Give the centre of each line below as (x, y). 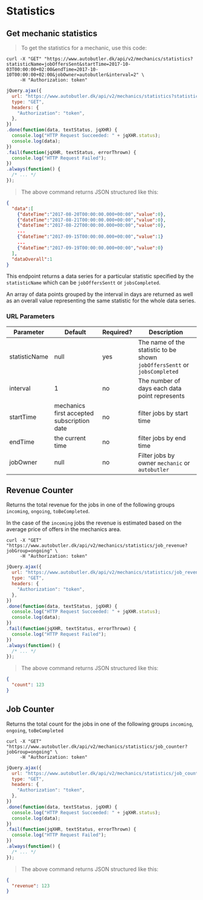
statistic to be (157, 349)
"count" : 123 (28, 685)
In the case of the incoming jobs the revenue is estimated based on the (94, 523)
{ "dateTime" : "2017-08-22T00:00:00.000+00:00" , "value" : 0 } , (92, 225)
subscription (72, 421)
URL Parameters (31, 316)
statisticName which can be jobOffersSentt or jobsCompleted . (84, 282)
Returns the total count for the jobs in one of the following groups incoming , (100, 724)
